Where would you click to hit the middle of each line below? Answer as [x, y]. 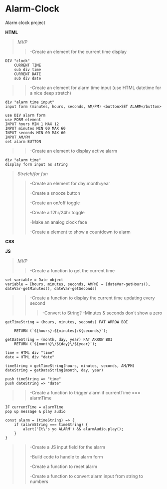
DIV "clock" [17, 61]
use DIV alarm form [25, 115]
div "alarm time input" [30, 102]
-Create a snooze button [55, 193]
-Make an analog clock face [58, 222]
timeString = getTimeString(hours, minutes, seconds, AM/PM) [70, 366]
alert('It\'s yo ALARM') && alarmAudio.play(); [73, 429]
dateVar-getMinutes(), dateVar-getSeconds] [51, 288]
